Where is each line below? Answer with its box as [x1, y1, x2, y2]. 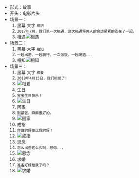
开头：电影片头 [9, 10, 40, 16]
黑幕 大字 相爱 [17, 70, 44, 75]
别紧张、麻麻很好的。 [17, 111, 53, 116]
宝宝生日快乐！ [17, 93, 43, 98]
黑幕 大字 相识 [17, 22, 44, 28]
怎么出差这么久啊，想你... [17, 145, 64, 150]
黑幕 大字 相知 [17, 46, 44, 52]
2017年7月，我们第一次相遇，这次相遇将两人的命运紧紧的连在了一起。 [17, 29, 137, 34]
